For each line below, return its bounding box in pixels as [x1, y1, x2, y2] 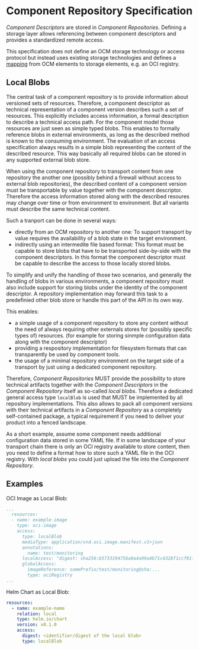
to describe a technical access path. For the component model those [6, 118, 174, 126]
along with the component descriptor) [14, 338, 108, 345]
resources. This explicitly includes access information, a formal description [6, 112, 190, 119]
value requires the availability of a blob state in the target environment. [14, 234, 188, 242]
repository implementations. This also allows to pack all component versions [6, 400, 192, 407]
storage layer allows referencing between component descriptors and [6, 30, 176, 37]
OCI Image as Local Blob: [6, 494, 68, 501]
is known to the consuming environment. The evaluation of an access [6, 137, 176, 144]
